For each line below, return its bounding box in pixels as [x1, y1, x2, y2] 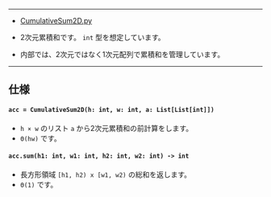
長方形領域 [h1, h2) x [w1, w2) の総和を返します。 [19, 170, 192, 179]
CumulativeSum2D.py [19, 16, 93, 25]
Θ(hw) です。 [19, 133, 62, 143]
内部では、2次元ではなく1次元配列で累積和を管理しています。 [19, 50, 225, 59]
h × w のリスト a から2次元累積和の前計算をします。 [19, 123, 194, 133]
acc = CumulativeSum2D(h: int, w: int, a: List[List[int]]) [8, 105, 215, 113]
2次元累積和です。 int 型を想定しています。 [19, 33, 165, 42]
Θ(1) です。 [19, 179, 58, 189]
